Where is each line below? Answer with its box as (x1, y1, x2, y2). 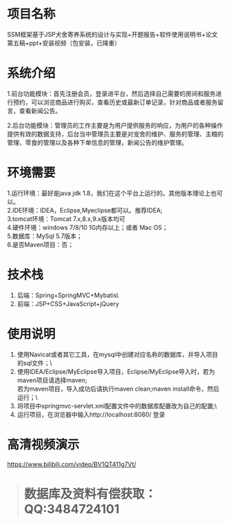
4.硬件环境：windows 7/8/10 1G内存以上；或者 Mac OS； (7, 223, 168, 231)
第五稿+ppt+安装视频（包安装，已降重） (7, 38, 121, 47)
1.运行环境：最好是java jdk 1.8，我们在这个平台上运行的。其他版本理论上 (7, 189, 211, 197)
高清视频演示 (7, 437, 80, 452)
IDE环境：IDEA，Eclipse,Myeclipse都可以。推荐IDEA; (12, 206, 163, 214)
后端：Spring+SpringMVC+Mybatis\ (16, 291, 119, 299)
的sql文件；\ (16, 358, 53, 367)
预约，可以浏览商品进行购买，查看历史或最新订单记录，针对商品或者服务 (12, 97, 218, 106)
